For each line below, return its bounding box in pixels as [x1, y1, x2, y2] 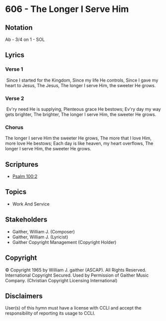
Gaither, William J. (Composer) [12, 228, 75, 234]
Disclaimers [5, 292, 43, 300]
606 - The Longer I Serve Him [5, 3, 129, 15]
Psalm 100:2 [12, 173, 38, 180]
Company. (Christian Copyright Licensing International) [5, 277, 118, 283]
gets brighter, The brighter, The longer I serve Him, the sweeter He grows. [5, 111, 157, 117]
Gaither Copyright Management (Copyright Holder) [12, 239, 116, 245]
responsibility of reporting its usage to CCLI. [5, 310, 96, 317]
